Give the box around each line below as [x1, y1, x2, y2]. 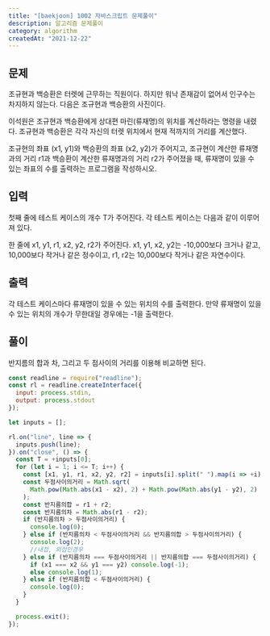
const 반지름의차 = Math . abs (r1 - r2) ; [23, 508, 148, 517]
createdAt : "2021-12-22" [8, 34, 92, 43]
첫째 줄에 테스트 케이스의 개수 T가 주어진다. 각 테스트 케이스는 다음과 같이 [8, 212, 239, 222]
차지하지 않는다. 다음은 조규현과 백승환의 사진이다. [8, 99, 166, 109]
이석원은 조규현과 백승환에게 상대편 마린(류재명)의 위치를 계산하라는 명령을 [8, 116, 242, 126]
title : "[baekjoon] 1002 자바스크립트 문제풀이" [8, 11, 158, 20]
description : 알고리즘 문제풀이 [8, 19, 103, 27]
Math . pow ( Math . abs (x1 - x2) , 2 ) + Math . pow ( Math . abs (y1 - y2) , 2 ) [29, 485, 258, 493]
